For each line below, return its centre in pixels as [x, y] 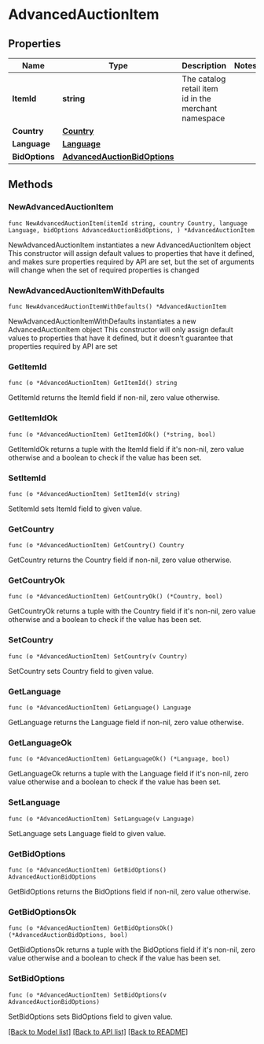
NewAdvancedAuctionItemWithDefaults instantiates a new [102, 321]
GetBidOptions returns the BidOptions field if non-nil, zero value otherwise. [130, 891]
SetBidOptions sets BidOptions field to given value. [90, 1016]
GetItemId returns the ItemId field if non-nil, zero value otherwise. [114, 398]
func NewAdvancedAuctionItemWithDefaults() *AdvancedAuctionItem [117, 306]
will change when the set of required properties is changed [104, 270]
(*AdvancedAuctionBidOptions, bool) [68, 935]
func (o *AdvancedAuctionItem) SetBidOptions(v [88, 995]
